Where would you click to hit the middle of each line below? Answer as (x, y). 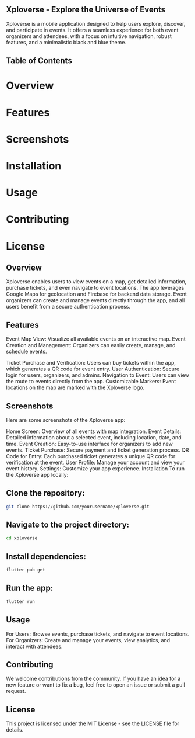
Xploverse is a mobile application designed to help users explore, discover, (96, 23)
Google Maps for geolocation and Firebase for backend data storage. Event (97, 294)
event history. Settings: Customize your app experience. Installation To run (95, 468)
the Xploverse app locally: (37, 474)
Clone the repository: (45, 493)
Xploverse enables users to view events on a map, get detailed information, (96, 282)
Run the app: (30, 588)
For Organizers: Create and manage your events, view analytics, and (88, 640)
